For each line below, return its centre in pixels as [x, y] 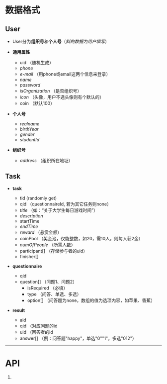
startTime [30, 221]
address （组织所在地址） [46, 160]
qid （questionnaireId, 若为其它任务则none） [66, 204]
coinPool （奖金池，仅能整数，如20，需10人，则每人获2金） [81, 238]
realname [30, 124]
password [30, 85]
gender [27, 134]
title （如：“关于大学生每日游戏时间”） [59, 210]
